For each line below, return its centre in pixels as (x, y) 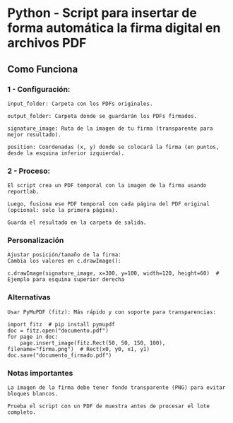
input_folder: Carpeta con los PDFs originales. (80, 104)
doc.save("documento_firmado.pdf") (60, 355)
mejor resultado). (34, 135)
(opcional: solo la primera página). (63, 210)
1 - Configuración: (39, 89)
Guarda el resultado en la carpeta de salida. (77, 223)
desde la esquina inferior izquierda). (66, 153)
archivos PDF (47, 43)
